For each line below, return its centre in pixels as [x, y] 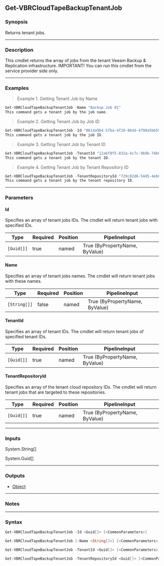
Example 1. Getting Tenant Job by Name [57, 99]
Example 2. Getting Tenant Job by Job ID [58, 122]
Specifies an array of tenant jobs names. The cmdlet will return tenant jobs [80, 276]
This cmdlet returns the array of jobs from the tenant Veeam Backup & [76, 60]
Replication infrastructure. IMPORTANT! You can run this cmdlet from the [78, 65]
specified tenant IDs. [26, 336]
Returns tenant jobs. [25, 32]
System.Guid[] [20, 459]
